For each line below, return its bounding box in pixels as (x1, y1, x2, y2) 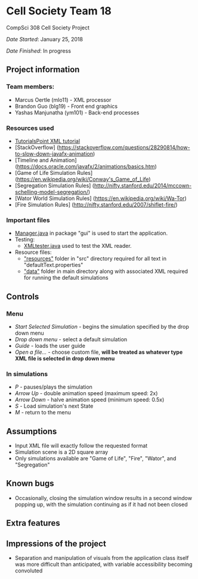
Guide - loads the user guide (14, 342, 85, 349)
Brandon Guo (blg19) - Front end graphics (14, 102, 118, 110)
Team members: (6, 83, 55, 91)
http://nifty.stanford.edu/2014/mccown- (94, 181, 192, 189)
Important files (6, 216, 50, 224)
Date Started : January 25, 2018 (6, 35, 83, 43)
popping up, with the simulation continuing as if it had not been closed (14, 501, 188, 508)
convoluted (14, 567, 43, 574)
